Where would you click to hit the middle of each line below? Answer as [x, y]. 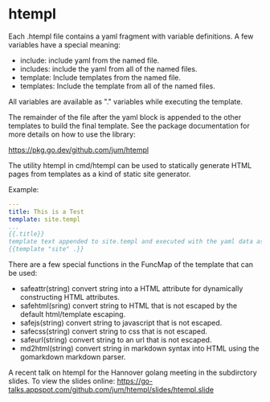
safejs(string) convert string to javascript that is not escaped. [121, 323]
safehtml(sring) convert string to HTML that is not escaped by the [129, 306]
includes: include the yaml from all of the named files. [108, 68]
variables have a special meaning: [64, 44]
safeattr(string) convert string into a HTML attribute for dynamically [131, 289]
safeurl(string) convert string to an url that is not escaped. [116, 340]
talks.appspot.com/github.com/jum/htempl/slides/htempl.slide [111, 390]
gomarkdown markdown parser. [73, 357]
